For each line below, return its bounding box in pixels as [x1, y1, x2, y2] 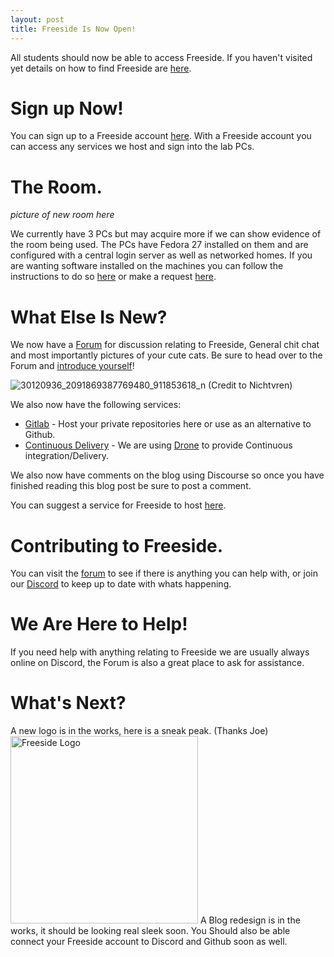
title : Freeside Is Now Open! [10, 24, 137, 34]
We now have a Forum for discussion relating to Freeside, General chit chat [10, 339, 320, 351]
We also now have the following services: [10, 399, 182, 411]
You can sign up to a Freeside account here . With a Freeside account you [10, 130, 312, 142]
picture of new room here [10, 209, 115, 221]
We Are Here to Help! [10, 613, 188, 636]
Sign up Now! [10, 97, 124, 120]
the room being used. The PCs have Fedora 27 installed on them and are [10, 239, 309, 251]
